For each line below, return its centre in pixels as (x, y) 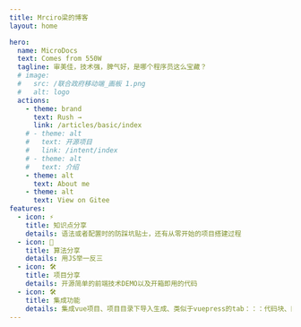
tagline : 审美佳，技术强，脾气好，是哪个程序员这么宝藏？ (112, 67)
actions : (34, 100)
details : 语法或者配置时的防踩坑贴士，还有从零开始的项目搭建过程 (133, 234)
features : (28, 209)
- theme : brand (54, 108)
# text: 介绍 (52, 167)
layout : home (34, 26)
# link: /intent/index (72, 151)
